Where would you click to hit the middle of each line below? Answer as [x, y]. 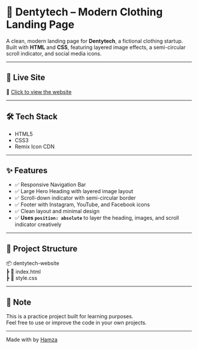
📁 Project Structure [42, 248]
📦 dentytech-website [33, 263]
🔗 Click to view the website [39, 92]
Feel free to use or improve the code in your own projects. [77, 322]
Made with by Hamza [32, 340]
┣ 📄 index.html [24, 272]
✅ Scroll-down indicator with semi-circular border [75, 198]
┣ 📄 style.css [22, 278]
